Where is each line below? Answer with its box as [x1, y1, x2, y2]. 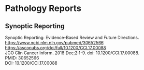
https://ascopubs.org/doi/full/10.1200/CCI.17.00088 [5, 45, 106, 50]
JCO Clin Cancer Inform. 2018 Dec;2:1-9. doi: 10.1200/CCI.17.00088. [5, 50, 140, 56]
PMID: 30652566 [5, 55, 40, 60]
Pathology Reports [5, 3, 82, 14]
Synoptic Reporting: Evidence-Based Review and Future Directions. [5, 35, 139, 40]
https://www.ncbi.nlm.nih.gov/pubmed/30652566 [5, 40, 104, 46]
